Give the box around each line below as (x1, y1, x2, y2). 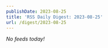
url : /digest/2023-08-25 (6, 19, 67, 25)
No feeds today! (6, 36, 45, 43)
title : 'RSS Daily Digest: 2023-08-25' (6, 14, 103, 20)
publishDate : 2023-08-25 (6, 8, 67, 15)
